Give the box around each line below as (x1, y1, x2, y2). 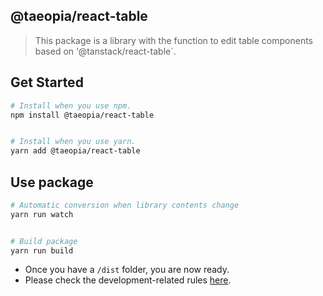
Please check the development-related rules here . (24, 274, 232, 286)
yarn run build (10, 245, 74, 256)
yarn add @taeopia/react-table (10, 146, 141, 156)
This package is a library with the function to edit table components (34, 34, 313, 46)
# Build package (10, 236, 78, 246)
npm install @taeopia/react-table (10, 110, 155, 120)
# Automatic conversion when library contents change (10, 200, 240, 210)
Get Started (10, 74, 84, 91)
